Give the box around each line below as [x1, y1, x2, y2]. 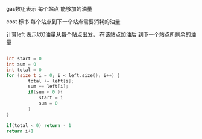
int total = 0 [6, 67, 42, 73]
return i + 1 [6, 128, 34, 134]
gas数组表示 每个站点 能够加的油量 [6, 5, 92, 12]
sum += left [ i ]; [28, 84, 69, 90]
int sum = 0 [6, 61, 36, 67]
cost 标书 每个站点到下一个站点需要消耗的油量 [6, 18, 121, 25]
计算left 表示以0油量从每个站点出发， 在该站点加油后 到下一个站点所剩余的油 [6, 31, 197, 38]
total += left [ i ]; [28, 78, 74, 84]
